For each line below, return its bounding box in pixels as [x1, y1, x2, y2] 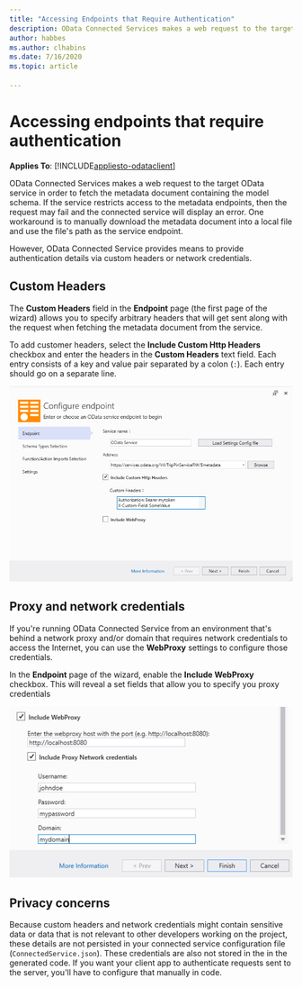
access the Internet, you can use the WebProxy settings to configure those [9, 642, 289, 653]
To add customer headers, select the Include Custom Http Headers [9, 339, 261, 350]
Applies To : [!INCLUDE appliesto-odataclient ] [9, 160, 176, 171]
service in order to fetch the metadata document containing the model [9, 187, 270, 198]
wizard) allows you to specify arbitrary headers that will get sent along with [9, 312, 288, 323]
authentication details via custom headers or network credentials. [9, 252, 253, 263]
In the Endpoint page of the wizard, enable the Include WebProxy [9, 669, 254, 680]
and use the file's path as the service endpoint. [9, 225, 183, 236]
